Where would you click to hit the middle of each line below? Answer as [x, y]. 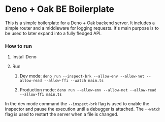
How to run [18, 46]
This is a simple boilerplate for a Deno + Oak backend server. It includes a [80, 23]
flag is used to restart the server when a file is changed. [62, 114]
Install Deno [24, 57]
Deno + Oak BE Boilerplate [60, 9]
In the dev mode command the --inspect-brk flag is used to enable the [77, 104]
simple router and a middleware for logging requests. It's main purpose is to [82, 28]
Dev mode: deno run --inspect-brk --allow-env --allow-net [82, 76]
